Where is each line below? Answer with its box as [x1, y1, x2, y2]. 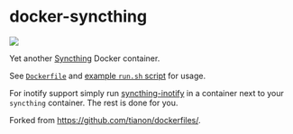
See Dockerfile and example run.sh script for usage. [9, 70, 206, 81]
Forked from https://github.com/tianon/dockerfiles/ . [9, 114, 201, 125]
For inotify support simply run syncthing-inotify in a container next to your [9, 87, 284, 98]
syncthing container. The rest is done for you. [9, 97, 179, 108]
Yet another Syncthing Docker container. [9, 52, 160, 64]
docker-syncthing [9, 6, 147, 27]
